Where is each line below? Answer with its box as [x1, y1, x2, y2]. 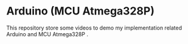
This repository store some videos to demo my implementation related [6, 24, 183, 31]
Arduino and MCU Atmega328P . [6, 30, 89, 37]
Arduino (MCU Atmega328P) [6, 4, 155, 18]
